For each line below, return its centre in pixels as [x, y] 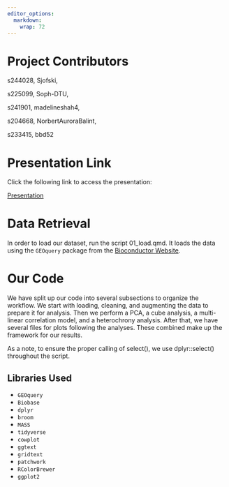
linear [15, 320]
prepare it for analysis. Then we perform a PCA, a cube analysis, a [102, 313]
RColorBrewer [36, 469]
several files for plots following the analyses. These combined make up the [115, 328]
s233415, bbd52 [31, 135]
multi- [207, 313]
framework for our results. [45, 335]
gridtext [30, 454]
